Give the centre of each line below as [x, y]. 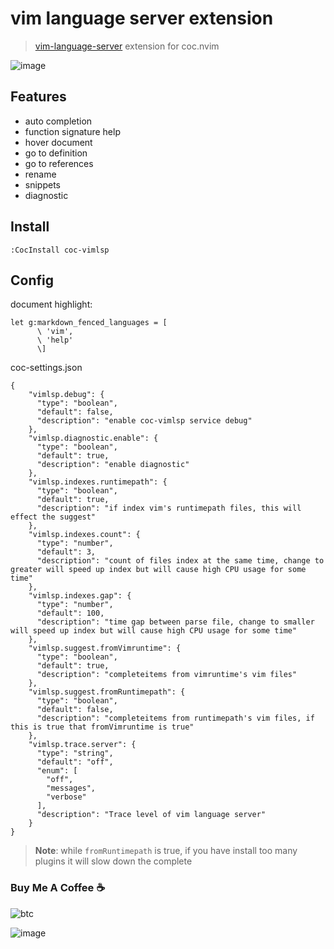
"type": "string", [75, 753]
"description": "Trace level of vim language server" [151, 815]
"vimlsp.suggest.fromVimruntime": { [105, 648]
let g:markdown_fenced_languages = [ [89, 323]
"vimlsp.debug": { [66, 395]
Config [32, 280]
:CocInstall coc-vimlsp [60, 250]
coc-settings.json [46, 368]
